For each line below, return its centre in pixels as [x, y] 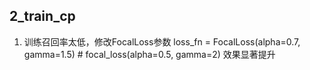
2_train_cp [42, 16]
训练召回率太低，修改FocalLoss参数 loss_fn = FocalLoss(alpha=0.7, [162, 41]
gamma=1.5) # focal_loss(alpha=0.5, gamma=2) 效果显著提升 [149, 54]
